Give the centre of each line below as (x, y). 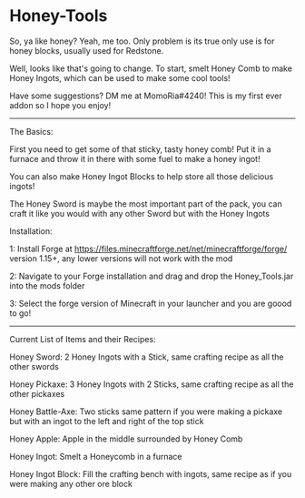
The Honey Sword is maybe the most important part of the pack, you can (146, 203)
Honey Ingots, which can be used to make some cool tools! (120, 77)
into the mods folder (47, 285)
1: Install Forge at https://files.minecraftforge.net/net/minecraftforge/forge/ (148, 249)
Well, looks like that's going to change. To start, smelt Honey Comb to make (151, 68)
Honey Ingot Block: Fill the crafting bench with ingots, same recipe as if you (151, 473)
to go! (20, 313)
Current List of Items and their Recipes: (83, 339)
